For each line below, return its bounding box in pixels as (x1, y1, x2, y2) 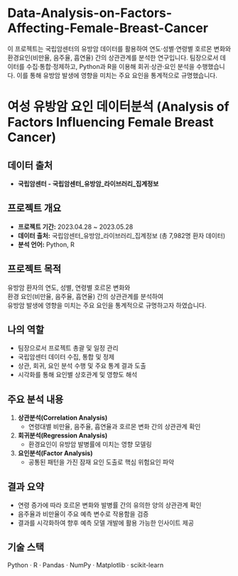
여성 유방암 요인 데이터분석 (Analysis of (7, 99, 229, 115)
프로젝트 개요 (7, 202, 62, 214)
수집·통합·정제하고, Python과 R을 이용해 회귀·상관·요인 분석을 (26, 62, 195, 70)
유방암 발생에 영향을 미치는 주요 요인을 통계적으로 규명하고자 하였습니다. (7, 300, 207, 310)
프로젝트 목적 (7, 263, 62, 275)
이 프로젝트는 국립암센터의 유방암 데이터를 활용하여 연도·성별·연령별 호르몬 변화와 (7, 44, 232, 53)
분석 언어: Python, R (17, 240, 75, 249)
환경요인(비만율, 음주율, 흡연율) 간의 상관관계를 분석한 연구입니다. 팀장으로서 (7, 53, 219, 62)
